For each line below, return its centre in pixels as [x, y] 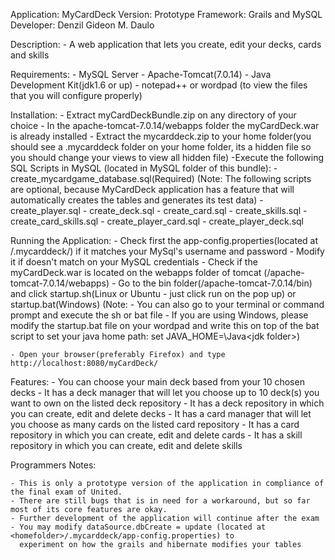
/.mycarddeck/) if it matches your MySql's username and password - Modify [167, 251]
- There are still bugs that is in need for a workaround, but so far [160, 501]
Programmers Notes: [53, 465]
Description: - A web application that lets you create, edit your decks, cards [166, 44]
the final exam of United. [66, 492]
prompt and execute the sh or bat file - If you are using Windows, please [159, 315]
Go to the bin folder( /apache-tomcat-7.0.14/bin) [215, 283]
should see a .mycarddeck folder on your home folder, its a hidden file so [161, 147]
